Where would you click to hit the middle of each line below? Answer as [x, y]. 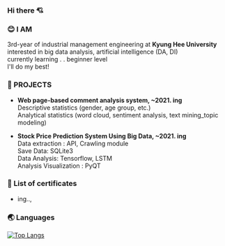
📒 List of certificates [42, 184]
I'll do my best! [29, 67]
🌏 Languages [31, 217]
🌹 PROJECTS [30, 85]
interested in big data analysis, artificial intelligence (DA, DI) [93, 52]
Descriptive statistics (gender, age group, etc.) [84, 108]
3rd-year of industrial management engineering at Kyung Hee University [112, 45]
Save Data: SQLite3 [45, 151]
